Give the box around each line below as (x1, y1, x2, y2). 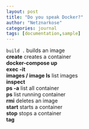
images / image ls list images (6, 72, 78, 79)
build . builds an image (6, 47, 65, 54)
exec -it (6, 66, 26, 73)
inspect (6, 78, 26, 86)
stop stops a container (6, 110, 62, 117)
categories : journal (6, 25, 58, 31)
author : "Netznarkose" (6, 20, 62, 25)
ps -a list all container (6, 85, 59, 92)
